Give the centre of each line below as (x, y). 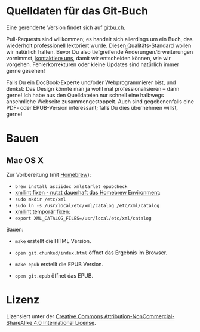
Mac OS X (25, 160)
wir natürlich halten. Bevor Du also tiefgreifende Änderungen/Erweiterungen (100, 51)
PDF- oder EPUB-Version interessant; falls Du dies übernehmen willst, (92, 107)
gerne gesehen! (26, 70)
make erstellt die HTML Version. (53, 241)
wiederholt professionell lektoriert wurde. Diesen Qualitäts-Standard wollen (99, 45)
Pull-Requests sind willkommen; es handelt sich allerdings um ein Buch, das (99, 39)
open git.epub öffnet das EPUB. (54, 275)
